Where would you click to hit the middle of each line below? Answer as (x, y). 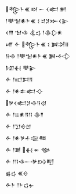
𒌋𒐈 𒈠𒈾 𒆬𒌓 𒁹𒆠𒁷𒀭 (34, 33)
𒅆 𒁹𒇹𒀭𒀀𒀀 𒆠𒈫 (25, 115)
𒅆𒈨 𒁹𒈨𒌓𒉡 (20, 185)
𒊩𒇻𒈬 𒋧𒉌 (21, 68)
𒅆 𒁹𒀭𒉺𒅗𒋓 (25, 91)
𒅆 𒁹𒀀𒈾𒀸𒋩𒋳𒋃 (30, 161)
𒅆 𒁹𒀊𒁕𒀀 (19, 79)
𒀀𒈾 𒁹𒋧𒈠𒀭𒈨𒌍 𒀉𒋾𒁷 (38, 56)
